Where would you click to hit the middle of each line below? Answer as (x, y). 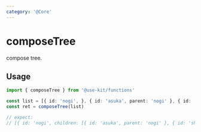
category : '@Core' (29, 12)
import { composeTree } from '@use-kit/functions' (71, 90)
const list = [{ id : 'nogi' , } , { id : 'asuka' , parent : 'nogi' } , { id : (99, 101)
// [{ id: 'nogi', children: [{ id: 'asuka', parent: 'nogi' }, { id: (96, 123)
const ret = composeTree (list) (45, 107)
